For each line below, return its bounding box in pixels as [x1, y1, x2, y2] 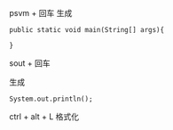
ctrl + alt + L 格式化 [9, 111, 80, 122]
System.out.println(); [9, 94, 93, 103]
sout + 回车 [9, 58, 51, 69]
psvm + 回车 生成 [9, 8, 73, 18]
